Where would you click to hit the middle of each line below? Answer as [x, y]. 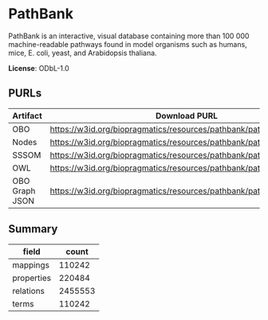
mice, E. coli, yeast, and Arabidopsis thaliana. [83, 53]
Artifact [27, 115]
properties [32, 278]
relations [29, 291]
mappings [31, 265]
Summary [33, 229]
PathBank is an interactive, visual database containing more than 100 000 [129, 36]
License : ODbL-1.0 [39, 68]
